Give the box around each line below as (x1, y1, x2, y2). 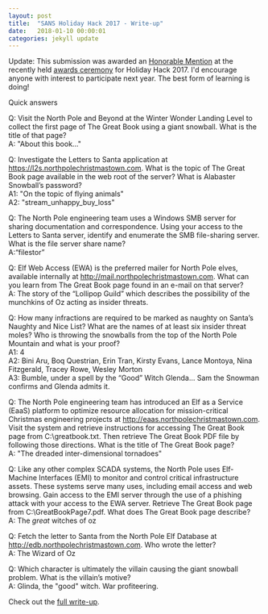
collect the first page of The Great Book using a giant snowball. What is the (8, 122, 258, 132)
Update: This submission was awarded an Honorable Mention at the (8, 56, 233, 66)
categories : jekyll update (8, 34, 99, 43)
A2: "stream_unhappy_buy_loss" (8, 198, 115, 207)
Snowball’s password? (8, 181, 82, 190)
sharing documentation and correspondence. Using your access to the (8, 222, 243, 232)
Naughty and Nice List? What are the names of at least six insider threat (8, 322, 247, 332)
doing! (8, 82, 30, 92)
